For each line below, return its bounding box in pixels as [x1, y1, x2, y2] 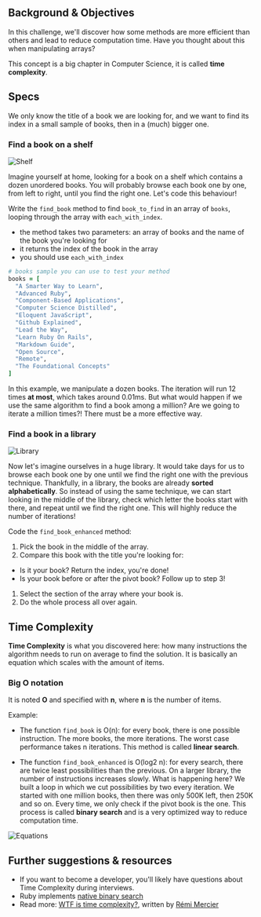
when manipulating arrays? [8, 43, 96, 53]
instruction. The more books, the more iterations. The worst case [19, 734, 230, 743]
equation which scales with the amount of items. [8, 658, 165, 667]
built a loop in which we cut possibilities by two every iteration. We [19, 783, 235, 792]
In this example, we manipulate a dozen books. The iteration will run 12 [8, 384, 237, 393]
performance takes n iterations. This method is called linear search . [19, 742, 239, 752]
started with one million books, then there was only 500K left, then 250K [19, 791, 253, 800]
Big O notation [8, 678, 64, 689]
